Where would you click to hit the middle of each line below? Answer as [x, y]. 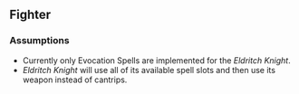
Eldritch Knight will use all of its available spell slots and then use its [149, 70]
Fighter [30, 15]
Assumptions [39, 41]
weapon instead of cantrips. [75, 80]
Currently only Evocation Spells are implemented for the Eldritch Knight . [157, 60]
